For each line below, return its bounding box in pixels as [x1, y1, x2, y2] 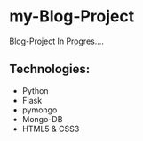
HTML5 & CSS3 [21, 123, 80, 134]
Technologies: [9, 62, 91, 77]
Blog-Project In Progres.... [9, 36, 105, 46]
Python [21, 85, 49, 95]
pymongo [21, 104, 58, 115]
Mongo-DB [21, 113, 63, 124]
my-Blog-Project [9, 6, 135, 27]
